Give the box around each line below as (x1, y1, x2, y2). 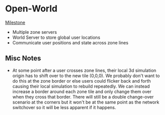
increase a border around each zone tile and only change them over (12, 88, 152, 95)
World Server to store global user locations (12, 34, 100, 40)
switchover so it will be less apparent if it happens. (12, 104, 116, 110)
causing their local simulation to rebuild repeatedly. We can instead (12, 83, 150, 89)
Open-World (5, 3, 58, 14)
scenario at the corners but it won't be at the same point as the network (12, 99, 160, 105)
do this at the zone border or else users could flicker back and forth (12, 78, 151, 84)
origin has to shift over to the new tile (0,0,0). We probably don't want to (12, 73, 160, 79)
